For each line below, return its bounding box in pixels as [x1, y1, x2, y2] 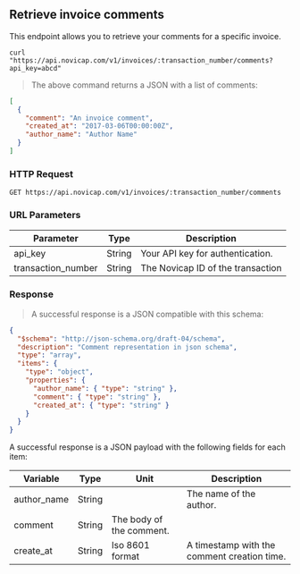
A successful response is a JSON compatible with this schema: [30, 308, 264, 319]
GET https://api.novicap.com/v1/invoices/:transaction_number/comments [9, 188, 281, 198]
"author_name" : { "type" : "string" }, [32, 384, 178, 393]
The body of [111, 513, 163, 526]
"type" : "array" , [17, 350, 82, 360]
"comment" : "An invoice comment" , [25, 114, 154, 122]
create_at [13, 544, 54, 557]
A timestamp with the [186, 539, 276, 552]
